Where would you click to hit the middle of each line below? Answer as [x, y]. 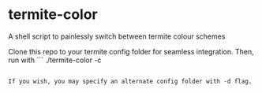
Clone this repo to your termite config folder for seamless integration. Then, [131, 51]
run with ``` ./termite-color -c [55, 60]
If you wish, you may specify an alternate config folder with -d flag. [130, 81]
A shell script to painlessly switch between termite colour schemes [117, 36]
